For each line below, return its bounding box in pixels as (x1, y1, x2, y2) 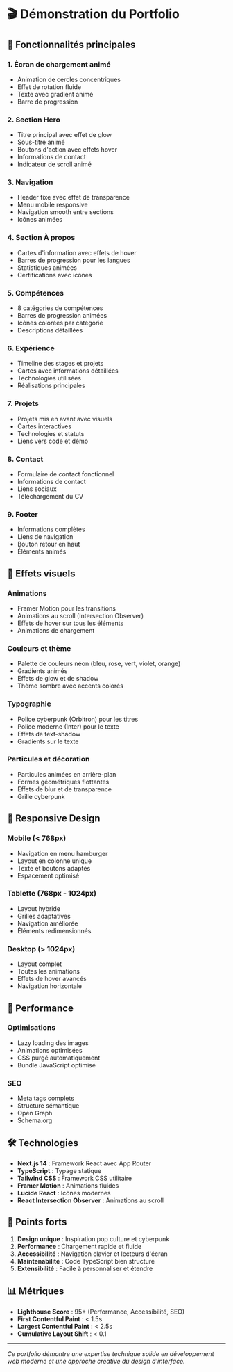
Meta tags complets (17, 1094, 75, 1103)
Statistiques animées (17, 263, 78, 272)
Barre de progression (17, 97, 78, 106)
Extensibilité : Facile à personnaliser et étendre (17, 1264, 153, 1273)
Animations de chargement (17, 626, 95, 634)
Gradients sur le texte (17, 737, 79, 745)
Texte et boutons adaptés (17, 864, 91, 872)
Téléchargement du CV (17, 492, 84, 500)
